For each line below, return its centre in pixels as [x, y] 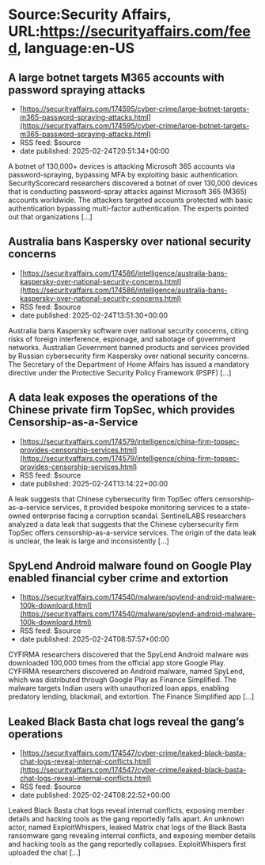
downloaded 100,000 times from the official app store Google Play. [117, 663]
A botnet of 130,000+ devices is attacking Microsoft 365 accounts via [122, 166]
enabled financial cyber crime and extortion [118, 579]
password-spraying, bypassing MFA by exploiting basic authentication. [124, 175]
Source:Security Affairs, [90, 15]
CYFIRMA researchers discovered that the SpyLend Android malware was [129, 654]
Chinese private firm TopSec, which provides [122, 410]
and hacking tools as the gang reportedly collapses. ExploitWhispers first [127, 844]
